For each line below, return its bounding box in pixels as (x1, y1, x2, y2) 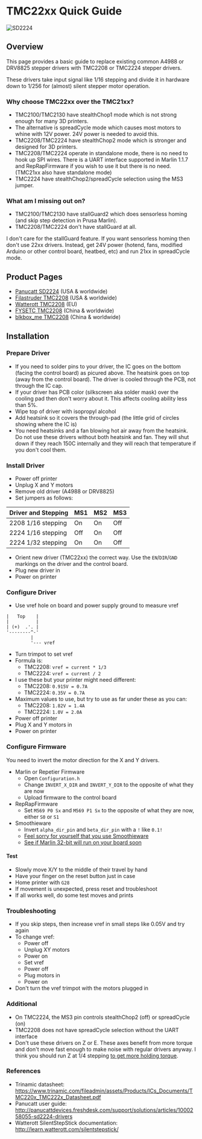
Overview (6, 42, 44, 52)
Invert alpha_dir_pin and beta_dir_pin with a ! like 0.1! (24, 826, 163, 833)
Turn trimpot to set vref (14, 650, 73, 658)
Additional (6, 999, 37, 1008)
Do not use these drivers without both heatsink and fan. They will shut (14, 433, 189, 440)
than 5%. (14, 401, 38, 408)
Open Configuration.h (24, 774, 80, 781)
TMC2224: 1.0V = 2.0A (24, 708, 83, 716)
